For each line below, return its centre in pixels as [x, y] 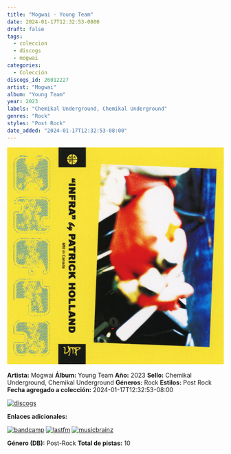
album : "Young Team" [37, 94]
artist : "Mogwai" [32, 87]
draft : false [26, 29]
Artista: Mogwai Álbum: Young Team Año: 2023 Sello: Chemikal [100, 375]
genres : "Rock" [29, 116]
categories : [24, 65]
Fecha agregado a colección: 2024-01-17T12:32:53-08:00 [90, 389]
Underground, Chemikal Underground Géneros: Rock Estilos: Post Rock [109, 382]
